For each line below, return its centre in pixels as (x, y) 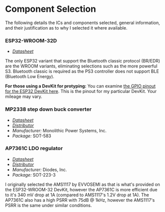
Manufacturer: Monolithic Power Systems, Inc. (59, 130)
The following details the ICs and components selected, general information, (82, 23)
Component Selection (50, 9)
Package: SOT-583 (32, 136)
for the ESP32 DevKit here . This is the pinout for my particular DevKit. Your (81, 91)
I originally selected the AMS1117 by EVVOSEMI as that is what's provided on (82, 184)
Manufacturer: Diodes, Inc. (40, 169)
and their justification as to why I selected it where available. (66, 28)
